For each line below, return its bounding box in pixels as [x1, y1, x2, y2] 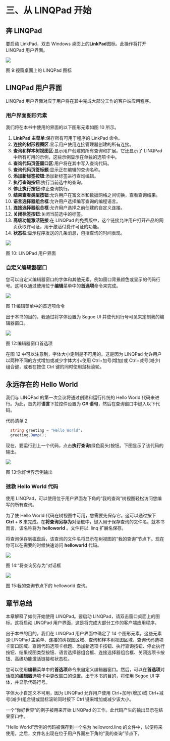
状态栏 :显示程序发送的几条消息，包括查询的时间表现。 [13, 230, 125, 236]
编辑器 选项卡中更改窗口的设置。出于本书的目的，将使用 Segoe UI [19, 673, 154, 679]
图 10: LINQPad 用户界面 [6, 250, 56, 256]
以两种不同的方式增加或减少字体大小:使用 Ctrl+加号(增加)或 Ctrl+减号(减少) [6, 357, 161, 363]
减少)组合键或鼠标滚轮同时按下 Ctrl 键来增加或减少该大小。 [12, 696, 134, 703]
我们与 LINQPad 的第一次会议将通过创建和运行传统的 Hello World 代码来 [6, 394, 155, 400]
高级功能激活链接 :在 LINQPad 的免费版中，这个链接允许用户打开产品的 [13, 217, 159, 223]
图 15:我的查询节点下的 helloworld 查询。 [6, 583, 90, 589]
